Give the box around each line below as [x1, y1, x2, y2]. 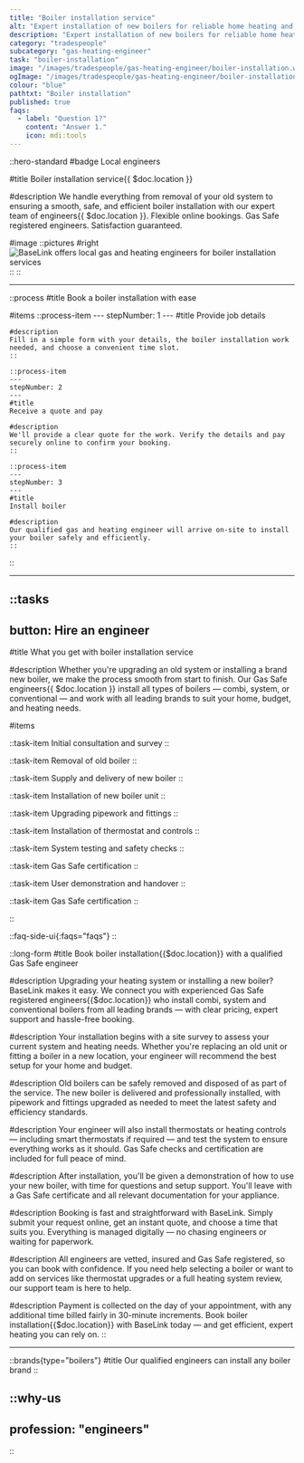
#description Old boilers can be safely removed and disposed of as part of [9, 1078, 288, 1089]
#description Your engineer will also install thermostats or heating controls [9, 1124, 287, 1135]
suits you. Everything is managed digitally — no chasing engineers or [9, 1227, 267, 1238]
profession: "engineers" [9, 1421, 150, 1437]
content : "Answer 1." [25, 123, 107, 132]
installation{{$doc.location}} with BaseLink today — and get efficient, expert [9, 1319, 294, 1331]
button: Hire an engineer [9, 622, 150, 638]
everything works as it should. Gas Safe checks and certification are [9, 1143, 264, 1154]
